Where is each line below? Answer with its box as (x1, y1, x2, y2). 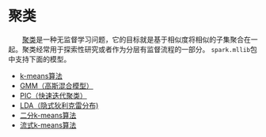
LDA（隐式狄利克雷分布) (19, 100, 99, 110)
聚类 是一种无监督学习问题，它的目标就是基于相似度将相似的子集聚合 (22, 35, 244, 44)
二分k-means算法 (19, 110, 77, 120)
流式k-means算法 (19, 120, 77, 130)
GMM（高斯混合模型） (19, 80, 93, 91)
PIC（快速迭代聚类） (19, 91, 87, 100)
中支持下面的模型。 (8, 54, 71, 64)
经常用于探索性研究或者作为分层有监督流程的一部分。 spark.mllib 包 (35, 44, 257, 54)
